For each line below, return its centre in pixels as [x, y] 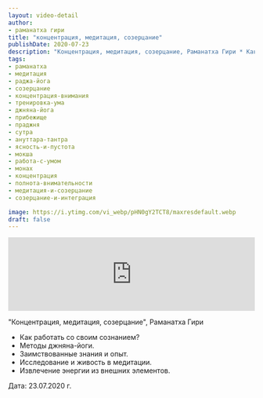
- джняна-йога [31, 111]
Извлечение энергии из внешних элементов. [95, 371]
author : [21, 23]
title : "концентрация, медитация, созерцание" [85, 37]
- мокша [21, 154]
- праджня [24, 125]
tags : [17, 60]
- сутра [21, 132]
